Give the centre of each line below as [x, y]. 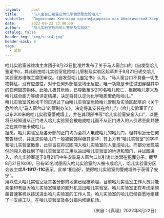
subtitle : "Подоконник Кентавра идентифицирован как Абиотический [76, 19]
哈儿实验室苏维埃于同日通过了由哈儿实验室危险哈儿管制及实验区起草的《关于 [82, 102]
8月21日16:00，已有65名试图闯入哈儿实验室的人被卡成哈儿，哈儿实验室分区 [81, 163]
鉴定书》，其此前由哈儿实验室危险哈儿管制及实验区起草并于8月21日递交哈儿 [80, 71]
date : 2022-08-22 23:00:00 [39, 23]
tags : [10, 46]
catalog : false [20, 32]
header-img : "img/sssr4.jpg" [35, 37]
